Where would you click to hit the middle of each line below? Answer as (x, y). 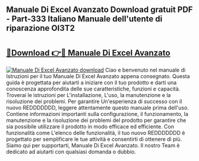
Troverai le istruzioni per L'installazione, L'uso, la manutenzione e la (89, 95)
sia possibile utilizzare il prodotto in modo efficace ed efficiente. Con (90, 126)
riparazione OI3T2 (41, 28)
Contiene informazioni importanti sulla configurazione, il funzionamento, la (97, 114)
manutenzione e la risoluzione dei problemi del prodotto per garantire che (96, 120)
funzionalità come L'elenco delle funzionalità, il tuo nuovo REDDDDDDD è (96, 133)
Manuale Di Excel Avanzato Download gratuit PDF (99, 10)
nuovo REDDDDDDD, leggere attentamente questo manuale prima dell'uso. (97, 108)
